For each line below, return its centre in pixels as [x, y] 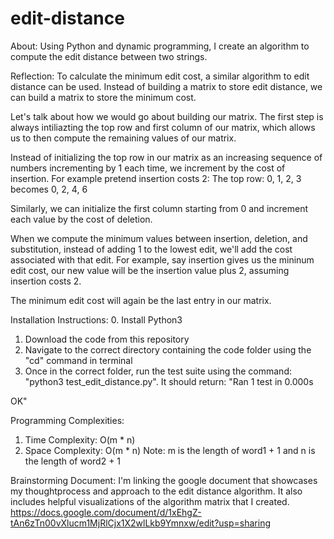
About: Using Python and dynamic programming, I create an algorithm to [160, 46]
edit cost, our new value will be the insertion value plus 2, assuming [150, 270]
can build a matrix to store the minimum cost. [103, 97]
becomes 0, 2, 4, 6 [49, 189]
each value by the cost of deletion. [81, 219]
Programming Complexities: [67, 420]
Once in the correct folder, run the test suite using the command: [158, 371]
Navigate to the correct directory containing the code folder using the [168, 349]
